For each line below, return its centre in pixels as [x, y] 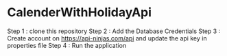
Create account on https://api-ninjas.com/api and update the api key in [107, 38]
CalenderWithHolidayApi [80, 12]
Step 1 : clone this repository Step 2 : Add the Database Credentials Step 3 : [114, 31]
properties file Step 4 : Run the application [67, 45]
